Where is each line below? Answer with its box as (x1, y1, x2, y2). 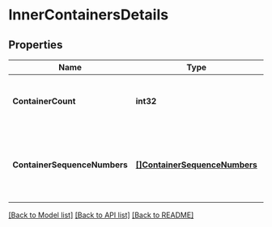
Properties (8, 38, 63, 52)
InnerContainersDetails (8, 6, 168, 24)
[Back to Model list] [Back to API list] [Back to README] (8, 210, 194, 220)
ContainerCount (12, 95, 76, 107)
